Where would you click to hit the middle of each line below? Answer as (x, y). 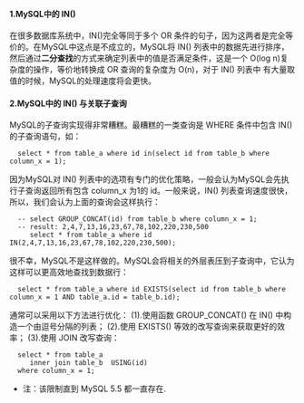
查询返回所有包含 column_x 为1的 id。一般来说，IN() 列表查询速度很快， (159, 191)
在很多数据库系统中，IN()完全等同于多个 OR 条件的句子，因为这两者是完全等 (152, 35)
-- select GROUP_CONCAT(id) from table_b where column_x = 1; (137, 219)
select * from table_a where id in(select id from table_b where (144, 154)
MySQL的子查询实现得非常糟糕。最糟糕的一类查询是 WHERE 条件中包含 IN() (151, 125)
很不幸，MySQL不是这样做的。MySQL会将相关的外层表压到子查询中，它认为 (152, 261)
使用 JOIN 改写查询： (80, 338)
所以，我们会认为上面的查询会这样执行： (85, 202)
